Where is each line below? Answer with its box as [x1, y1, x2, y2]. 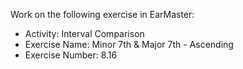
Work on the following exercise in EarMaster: [10, 9, 195, 20]
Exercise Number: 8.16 [24, 49, 118, 61]
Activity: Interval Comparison [24, 28, 145, 39]
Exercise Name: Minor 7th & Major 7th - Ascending [24, 39, 234, 50]
